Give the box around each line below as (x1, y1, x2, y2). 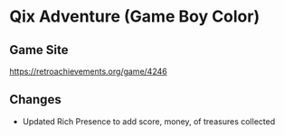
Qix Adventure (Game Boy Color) (9, 6, 260, 27)
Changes (9, 92, 62, 107)
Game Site (9, 42, 70, 58)
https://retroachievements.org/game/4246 (9, 66, 167, 77)
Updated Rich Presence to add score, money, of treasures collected (22, 115, 276, 127)
